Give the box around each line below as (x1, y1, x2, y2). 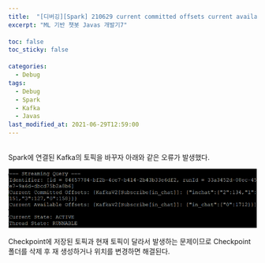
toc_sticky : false (8, 46, 69, 54)
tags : (8, 79, 26, 87)
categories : (8, 63, 47, 71)
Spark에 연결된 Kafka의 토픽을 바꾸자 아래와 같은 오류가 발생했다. (8, 153, 211, 161)
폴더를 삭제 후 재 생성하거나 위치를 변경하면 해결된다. (8, 246, 170, 256)
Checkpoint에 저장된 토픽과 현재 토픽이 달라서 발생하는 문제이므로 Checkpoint (8, 237, 251, 246)
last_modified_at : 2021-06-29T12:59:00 (8, 120, 140, 129)
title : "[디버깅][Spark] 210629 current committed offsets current (8, 13, 233, 20)
